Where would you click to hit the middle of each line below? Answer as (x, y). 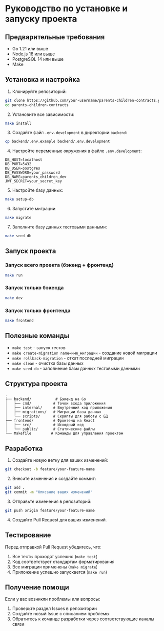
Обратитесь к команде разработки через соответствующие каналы (83, 619)
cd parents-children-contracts (37, 105)
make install (18, 123)
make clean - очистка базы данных (48, 363)
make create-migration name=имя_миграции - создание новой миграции (84, 353)
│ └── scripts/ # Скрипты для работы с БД (57, 416)
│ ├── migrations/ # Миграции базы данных (53, 412)
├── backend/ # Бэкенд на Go (46, 399)
